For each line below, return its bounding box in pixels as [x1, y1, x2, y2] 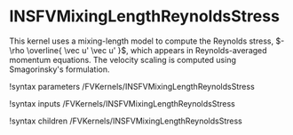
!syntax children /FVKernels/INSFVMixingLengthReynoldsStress [9, 115, 242, 126]
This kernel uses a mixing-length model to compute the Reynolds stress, [9, 36, 273, 46]
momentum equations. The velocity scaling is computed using [9, 54, 237, 65]
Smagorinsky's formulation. [9, 64, 110, 75]
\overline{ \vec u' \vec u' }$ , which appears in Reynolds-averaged [26, 44, 268, 55]
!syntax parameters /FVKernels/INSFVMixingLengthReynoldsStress [9, 81, 255, 91]
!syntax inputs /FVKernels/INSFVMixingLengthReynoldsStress [9, 98, 235, 108]
